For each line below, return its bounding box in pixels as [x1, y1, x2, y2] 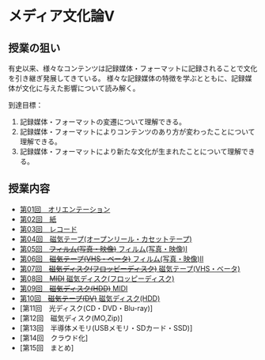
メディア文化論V [8, 7, 115, 25]
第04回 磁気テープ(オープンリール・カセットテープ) [19, 234, 192, 244]
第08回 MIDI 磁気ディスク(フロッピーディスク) [19, 274, 175, 283]
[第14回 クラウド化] [19, 333, 89, 343]
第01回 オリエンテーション [19, 204, 111, 214]
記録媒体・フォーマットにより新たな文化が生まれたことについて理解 [19, 147, 242, 156]
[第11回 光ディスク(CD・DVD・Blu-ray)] [19, 303, 153, 313]
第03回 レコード [19, 224, 78, 233]
